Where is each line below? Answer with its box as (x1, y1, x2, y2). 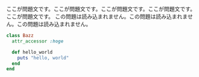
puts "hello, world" (17, 55, 69, 61)
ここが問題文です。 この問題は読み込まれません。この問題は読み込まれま (6, 13, 188, 20)
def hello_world (12, 49, 53, 55)
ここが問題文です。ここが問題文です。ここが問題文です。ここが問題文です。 (6, 5, 196, 12)
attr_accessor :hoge (12, 38, 64, 44)
